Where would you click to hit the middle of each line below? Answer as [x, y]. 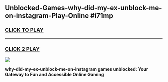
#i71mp [102, 16]
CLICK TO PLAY [24, 30]
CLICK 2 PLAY [22, 49]
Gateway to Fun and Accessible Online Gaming [55, 74]
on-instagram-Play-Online [47, 16]
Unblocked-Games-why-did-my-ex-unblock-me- [84, 8]
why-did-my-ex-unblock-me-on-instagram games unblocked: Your [77, 69]
